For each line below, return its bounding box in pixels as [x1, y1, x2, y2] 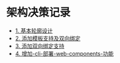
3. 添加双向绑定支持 [15, 42, 65, 50]
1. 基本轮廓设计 [15, 27, 53, 34]
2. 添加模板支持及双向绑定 [15, 34, 81, 42]
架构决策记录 [6, 6, 71, 20]
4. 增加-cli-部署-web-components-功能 [15, 50, 114, 57]
